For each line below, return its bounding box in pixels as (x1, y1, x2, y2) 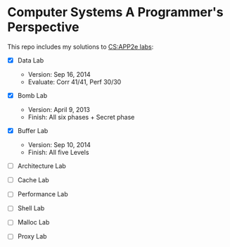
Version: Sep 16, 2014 (27, 70, 91, 78)
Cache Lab (17, 176, 49, 184)
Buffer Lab (17, 127, 49, 135)
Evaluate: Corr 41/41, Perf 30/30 (27, 78, 122, 86)
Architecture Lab (17, 162, 67, 170)
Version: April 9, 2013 (27, 106, 90, 114)
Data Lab (17, 56, 44, 64)
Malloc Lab (17, 218, 50, 227)
